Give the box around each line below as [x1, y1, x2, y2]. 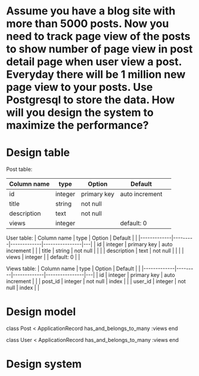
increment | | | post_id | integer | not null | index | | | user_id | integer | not [6, 278, 186, 285]
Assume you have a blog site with [6, 4, 176, 18]
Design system [6, 357, 82, 371]
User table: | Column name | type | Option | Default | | [6, 234, 138, 242]
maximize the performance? [6, 118, 149, 132]
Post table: [6, 166, 33, 173]
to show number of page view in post [6, 42, 193, 56]
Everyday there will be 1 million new [6, 68, 186, 81]
